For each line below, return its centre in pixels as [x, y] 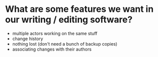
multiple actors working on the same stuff [55, 33]
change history [28, 39]
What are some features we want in [79, 9]
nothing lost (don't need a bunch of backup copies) [65, 44]
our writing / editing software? [69, 20]
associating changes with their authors [52, 49]
